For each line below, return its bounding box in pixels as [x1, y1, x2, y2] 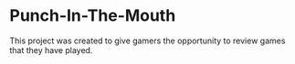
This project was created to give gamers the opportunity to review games [9, 35, 286, 46]
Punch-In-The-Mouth [9, 5, 176, 26]
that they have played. [9, 44, 93, 55]
